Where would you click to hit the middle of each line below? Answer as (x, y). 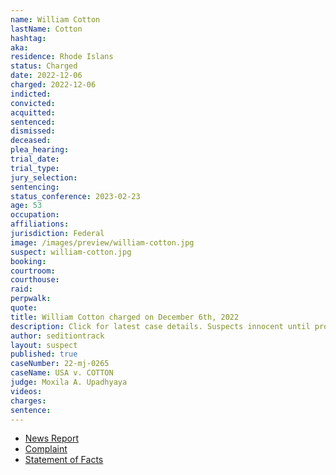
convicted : (33, 103)
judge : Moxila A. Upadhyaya (69, 382)
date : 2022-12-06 (46, 76)
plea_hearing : (40, 150)
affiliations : (40, 224)
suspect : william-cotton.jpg (71, 252)
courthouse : (35, 280)
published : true (44, 354)
